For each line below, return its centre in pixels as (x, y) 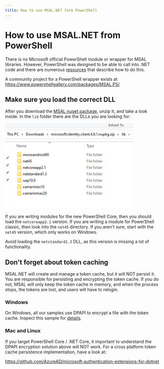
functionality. (18, 247)
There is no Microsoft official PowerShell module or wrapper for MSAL (76, 59)
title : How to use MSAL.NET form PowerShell (51, 10)
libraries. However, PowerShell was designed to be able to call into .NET (78, 64)
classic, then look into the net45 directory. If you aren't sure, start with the (79, 227)
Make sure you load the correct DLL (60, 100)
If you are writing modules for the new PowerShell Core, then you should (78, 217)
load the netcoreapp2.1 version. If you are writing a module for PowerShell (80, 222)
